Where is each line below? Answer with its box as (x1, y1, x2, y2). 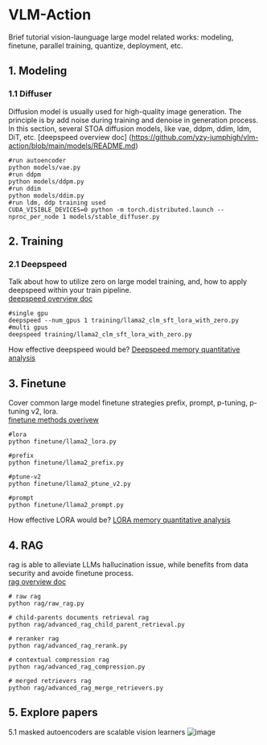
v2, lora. (31, 406, 59, 416)
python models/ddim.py (8, 191, 84, 200)
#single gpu (8, 310, 48, 318)
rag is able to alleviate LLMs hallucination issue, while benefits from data (8, 559, 249, 569)
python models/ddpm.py (8, 177, 84, 186)
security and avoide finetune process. (8, 568, 134, 578)
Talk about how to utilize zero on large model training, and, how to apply (8, 277, 248, 286)
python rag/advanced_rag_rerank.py (8, 641, 128, 649)
